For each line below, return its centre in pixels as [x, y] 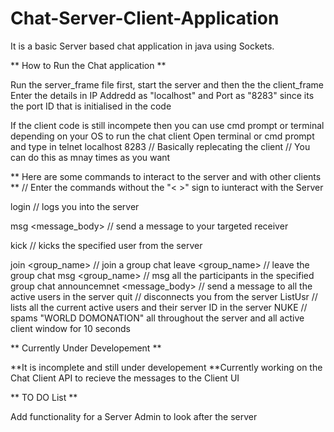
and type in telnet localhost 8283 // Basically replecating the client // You [160, 146]
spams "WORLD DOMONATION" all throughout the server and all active [157, 318]
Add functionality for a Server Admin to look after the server [134, 416]
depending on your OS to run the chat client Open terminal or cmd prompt [162, 136]
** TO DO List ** [44, 397]
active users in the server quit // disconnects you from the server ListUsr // [164, 296]
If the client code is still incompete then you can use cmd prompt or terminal [167, 125]
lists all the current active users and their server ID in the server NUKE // [159, 307]
